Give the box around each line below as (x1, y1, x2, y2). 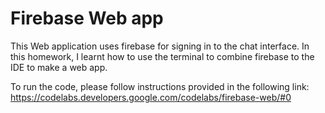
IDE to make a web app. (10, 61, 108, 73)
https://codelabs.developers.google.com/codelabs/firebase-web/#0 (10, 91, 292, 103)
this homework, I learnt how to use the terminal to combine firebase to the (10, 50, 315, 62)
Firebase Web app (10, 7, 164, 30)
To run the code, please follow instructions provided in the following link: (10, 80, 310, 92)
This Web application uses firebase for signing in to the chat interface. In (10, 40, 310, 52)
